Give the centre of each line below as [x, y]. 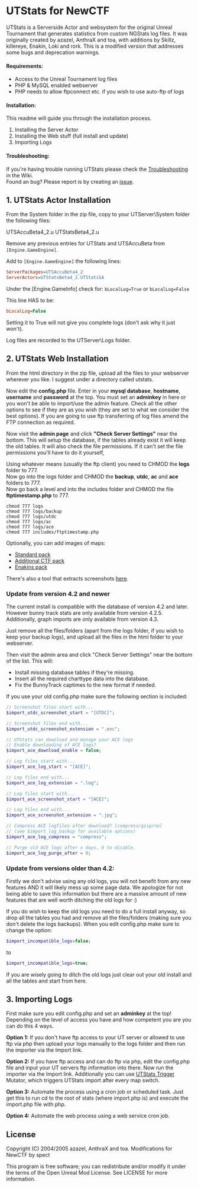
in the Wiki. [20, 175]
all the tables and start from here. [47, 981]
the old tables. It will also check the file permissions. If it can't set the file [95, 446]
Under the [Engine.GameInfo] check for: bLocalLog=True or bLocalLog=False [98, 289]
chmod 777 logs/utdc [32, 516]
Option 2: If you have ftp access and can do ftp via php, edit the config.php [98, 1062]
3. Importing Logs [39, 999]
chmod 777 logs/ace [30, 527]
